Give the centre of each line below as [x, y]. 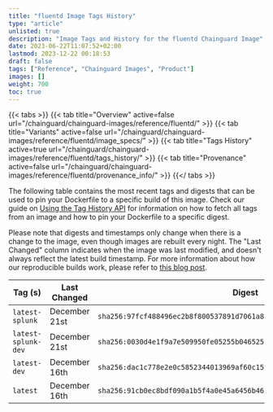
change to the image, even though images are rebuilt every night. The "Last [135, 242]
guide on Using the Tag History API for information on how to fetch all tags [133, 208]
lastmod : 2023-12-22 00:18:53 [60, 54]
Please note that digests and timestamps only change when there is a [125, 233]
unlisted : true [34, 31]
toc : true [25, 92]
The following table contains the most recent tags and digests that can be [132, 191]
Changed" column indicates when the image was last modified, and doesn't [135, 250]
